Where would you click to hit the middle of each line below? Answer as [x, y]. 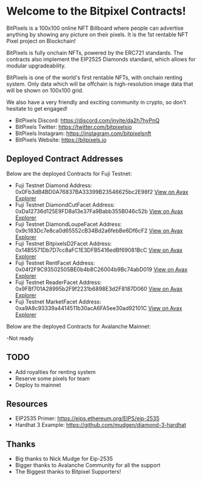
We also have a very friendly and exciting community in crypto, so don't [96, 102]
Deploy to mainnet [38, 385]
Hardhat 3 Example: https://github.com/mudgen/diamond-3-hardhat [101, 425]
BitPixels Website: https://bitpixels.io [61, 140]
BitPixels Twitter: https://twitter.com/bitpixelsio [73, 126]
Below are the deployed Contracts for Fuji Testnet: [69, 173]
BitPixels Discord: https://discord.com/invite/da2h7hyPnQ [87, 120]
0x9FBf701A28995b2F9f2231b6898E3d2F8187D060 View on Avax [99, 289]
